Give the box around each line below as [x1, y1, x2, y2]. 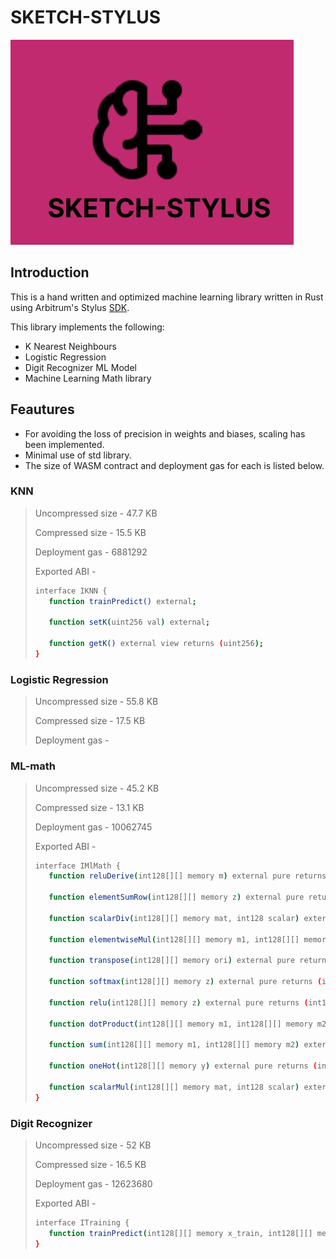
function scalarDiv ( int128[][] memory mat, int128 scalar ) [48, 913, 300, 923]
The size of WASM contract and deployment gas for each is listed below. [24, 459, 325, 471]
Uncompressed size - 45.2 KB [34, 782, 160, 794]
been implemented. [24, 438, 105, 450]
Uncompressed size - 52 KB [34, 1139, 152, 1151]
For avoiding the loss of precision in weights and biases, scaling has [24, 427, 306, 440]
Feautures [10, 401, 75, 418]
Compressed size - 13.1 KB [34, 801, 145, 813]
